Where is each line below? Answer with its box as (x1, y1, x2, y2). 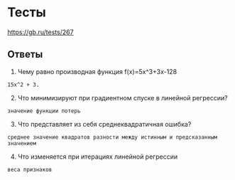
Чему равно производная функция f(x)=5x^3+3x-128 (17, 67, 177, 75)
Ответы (7, 48, 43, 60)
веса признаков (7, 166, 53, 173)
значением (7, 139, 37, 147)
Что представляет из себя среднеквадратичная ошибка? (17, 120, 192, 128)
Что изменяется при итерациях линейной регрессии (17, 152, 178, 161)
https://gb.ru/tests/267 (7, 28, 74, 36)
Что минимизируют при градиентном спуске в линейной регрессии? (17, 93, 229, 102)
